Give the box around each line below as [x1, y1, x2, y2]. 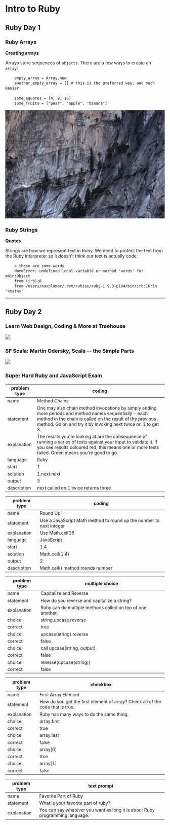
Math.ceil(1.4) [39, 551, 70, 557]
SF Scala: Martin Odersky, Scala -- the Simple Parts [5, 348, 134, 355]
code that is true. [39, 704, 75, 710]
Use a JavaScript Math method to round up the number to [39, 517, 160, 523]
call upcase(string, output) [40, 645, 96, 651]
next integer [39, 522, 65, 529]
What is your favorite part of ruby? [39, 800, 111, 806]
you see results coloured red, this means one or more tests [37, 444, 159, 450]
